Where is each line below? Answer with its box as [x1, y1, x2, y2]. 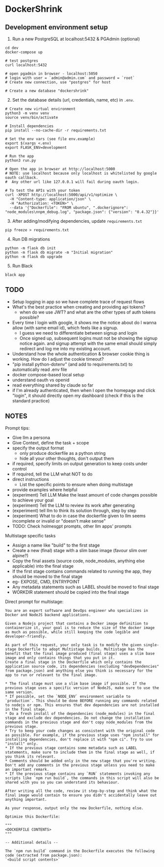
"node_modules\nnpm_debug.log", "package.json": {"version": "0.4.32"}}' [5, 210, 160, 214]
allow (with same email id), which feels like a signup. [12, 325, 119, 331]
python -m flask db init [5, 246, 56, 251]
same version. [5, 689, 34, 695]
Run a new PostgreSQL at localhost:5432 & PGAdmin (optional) [12, 36, 140, 42]
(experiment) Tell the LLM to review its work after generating [12, 502, 135, 508]
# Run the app [5, 154, 34, 158]
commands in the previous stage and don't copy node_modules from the [5, 720, 153, 725]
